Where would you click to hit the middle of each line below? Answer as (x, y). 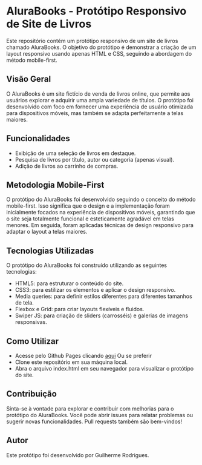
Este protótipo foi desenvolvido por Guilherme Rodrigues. (78, 455)
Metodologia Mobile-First (55, 185)
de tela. (24, 303)
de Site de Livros (49, 24)
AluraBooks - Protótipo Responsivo (96, 11)
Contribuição (32, 394)
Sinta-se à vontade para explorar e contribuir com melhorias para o (90, 408)
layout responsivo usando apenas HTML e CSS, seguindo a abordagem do (99, 53)
